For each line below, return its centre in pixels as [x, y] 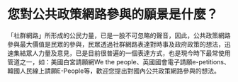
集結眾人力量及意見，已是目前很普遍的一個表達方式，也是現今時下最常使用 [122, 53]
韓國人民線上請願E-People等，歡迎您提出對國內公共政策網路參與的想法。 [114, 71]
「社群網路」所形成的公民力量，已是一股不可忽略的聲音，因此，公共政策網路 [119, 35]
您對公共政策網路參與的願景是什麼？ [113, 14]
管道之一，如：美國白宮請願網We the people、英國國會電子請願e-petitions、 [119, 61]
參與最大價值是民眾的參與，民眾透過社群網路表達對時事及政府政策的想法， [116, 44]
